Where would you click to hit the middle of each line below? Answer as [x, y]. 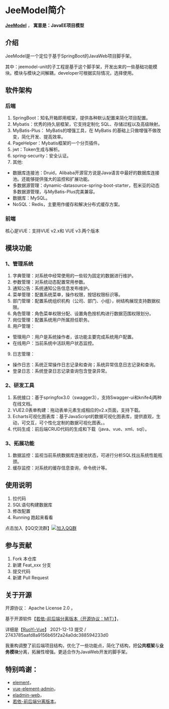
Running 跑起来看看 [33, 517]
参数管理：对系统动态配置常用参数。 [50, 282]
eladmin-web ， [28, 695]
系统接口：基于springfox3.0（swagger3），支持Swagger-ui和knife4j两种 [87, 397]
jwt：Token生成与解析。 [37, 149]
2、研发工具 [20, 385]
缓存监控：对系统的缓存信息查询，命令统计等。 [61, 468]
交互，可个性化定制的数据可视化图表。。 [67, 423]
